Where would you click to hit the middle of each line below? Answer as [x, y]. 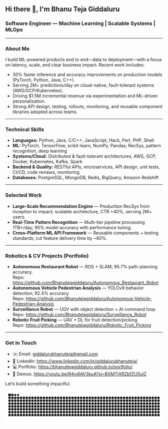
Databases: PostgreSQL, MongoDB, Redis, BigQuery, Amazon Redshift [85, 178]
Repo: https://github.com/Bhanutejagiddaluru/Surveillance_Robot [79, 314]
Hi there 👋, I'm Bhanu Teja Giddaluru [62, 9]
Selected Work [23, 195]
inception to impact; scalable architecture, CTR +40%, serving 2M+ [82, 211]
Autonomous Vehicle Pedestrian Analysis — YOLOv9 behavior [78, 288]
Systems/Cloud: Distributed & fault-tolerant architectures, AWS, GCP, [84, 156]
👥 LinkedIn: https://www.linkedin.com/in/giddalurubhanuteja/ [75, 361]
